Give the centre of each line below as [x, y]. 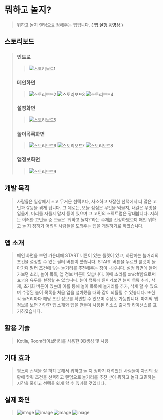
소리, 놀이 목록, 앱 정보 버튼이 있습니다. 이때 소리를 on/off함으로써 [93, 274]
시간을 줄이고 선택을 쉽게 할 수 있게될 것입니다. [61, 383]
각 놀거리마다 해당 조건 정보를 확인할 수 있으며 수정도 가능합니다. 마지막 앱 [87, 299]
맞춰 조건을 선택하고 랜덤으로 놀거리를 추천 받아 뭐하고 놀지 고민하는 [91, 377]
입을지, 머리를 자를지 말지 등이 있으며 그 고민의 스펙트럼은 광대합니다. [83, 213]
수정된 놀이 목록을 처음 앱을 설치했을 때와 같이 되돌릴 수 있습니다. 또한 [89, 293]
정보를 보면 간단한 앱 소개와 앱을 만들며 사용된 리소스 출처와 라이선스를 [84, 305]
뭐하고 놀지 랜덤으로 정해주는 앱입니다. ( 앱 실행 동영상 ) [70, 25]
